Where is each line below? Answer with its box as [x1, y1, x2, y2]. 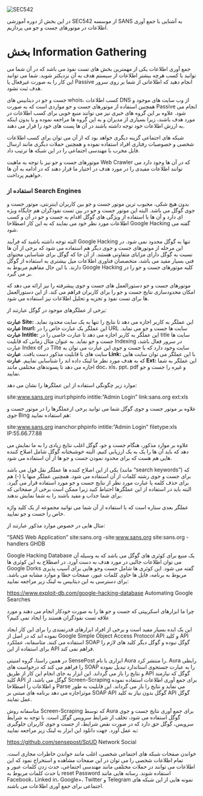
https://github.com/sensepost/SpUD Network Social [7, 738, 137, 746]
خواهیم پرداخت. [7, 171, 42, 178]
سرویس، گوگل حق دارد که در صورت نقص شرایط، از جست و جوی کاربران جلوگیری [7, 720, 194, 727]
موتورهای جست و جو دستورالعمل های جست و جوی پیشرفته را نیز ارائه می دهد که [7, 282, 191, 289]
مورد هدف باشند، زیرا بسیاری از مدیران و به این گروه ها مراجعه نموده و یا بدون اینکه [7, 115, 196, 123]
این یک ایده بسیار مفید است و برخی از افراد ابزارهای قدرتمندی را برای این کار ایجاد [7, 626, 192, 633]
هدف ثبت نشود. [7, 84, 42, 92]
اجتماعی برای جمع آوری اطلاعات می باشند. [7, 783, 104, 790]
